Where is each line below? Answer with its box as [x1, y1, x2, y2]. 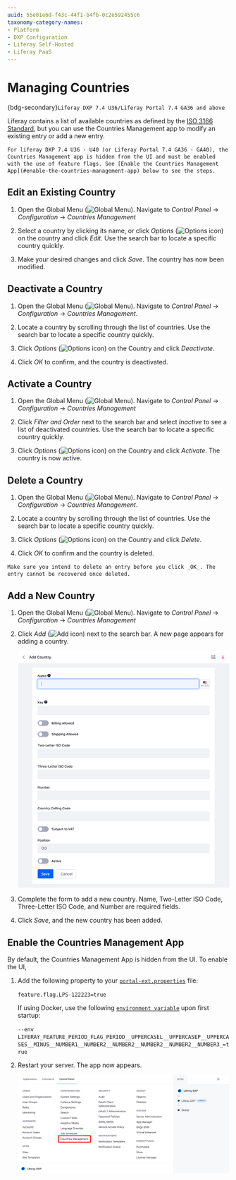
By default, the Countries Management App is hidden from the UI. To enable [7, 955, 228, 964]
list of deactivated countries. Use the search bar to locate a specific [17, 425, 215, 434]
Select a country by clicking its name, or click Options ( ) [17, 226, 224, 235]
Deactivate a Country [7, 283, 104, 295]
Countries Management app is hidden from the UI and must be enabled [7, 153, 216, 160]
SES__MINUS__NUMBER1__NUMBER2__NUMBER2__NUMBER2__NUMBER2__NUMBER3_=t [17, 1041, 230, 1048]
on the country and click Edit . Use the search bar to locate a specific [17, 233, 217, 242]
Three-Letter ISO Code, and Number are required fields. [17, 902, 181, 911]
